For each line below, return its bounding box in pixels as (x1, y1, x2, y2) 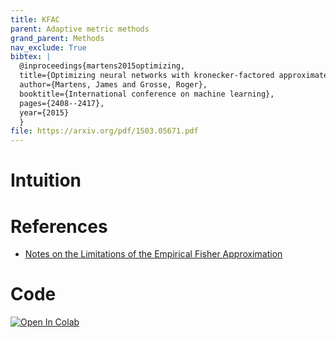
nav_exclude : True (10, 42, 87, 53)
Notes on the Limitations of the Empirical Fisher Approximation (24, 248, 283, 260)
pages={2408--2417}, (19, 98, 105, 108)
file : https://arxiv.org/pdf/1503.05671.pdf (10, 126, 199, 136)
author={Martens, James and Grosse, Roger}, (19, 80, 208, 90)
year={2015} (19, 107, 70, 118)
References (10, 215, 108, 238)
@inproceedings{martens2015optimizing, (19, 61, 186, 71)
